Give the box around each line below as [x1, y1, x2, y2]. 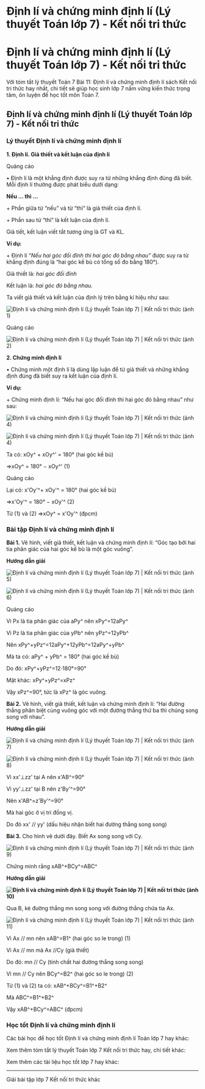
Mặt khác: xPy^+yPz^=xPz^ [6, 677, 76, 684]
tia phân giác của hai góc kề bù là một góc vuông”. [6, 545, 134, 553]
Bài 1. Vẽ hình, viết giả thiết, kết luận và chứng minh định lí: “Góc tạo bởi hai [6, 539, 196, 547]
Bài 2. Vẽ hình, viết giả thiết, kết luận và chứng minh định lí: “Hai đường [6, 700, 185, 708]
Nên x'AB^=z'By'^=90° [6, 797, 64, 805]
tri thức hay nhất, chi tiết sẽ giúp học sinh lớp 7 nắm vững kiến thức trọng [6, 85, 190, 92]
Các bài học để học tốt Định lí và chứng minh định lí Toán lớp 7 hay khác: [6, 1035, 190, 1042]
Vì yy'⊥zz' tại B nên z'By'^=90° [6, 785, 86, 792]
